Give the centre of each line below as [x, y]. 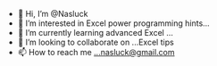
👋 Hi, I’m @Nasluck [53, 14]
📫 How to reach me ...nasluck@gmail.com [96, 52]
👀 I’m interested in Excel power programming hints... [113, 23]
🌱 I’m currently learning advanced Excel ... [96, 33]
